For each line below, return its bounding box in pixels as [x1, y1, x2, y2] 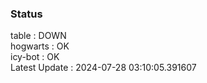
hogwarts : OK [10, 40, 70, 52]
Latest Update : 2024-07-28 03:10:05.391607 [10, 62, 197, 74]
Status [10, 7, 43, 21]
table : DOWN [10, 30, 67, 42]
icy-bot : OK [10, 51, 60, 63]
